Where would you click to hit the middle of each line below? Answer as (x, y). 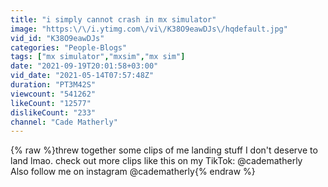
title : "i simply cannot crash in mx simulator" (113, 19)
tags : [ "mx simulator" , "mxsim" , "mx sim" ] (98, 57)
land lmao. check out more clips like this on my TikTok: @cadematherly (156, 161)
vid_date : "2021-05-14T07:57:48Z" (82, 76)
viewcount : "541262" (53, 94)
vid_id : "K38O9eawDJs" (57, 38)
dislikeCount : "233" (53, 112)
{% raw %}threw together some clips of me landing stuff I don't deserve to (164, 150)
